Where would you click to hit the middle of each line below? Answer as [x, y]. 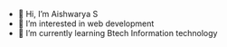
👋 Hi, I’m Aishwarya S [58, 14]
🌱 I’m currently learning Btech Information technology [118, 33]
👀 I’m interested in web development [86, 23]
